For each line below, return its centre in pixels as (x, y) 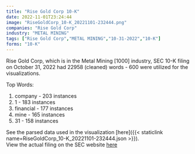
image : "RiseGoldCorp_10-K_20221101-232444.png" (66, 22)
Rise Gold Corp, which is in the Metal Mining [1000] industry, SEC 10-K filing (98, 61)
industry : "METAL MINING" (37, 33)
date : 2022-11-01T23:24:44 (39, 17)
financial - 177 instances (44, 108)
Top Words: (20, 84)
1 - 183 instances (35, 102)
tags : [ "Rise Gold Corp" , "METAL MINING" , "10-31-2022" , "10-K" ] (83, 39)
